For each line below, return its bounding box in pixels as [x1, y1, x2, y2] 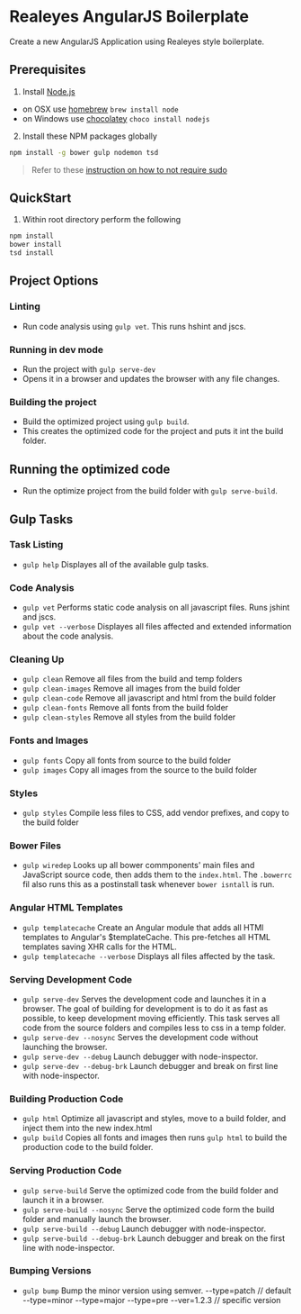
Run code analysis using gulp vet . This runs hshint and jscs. [22, 321, 247, 331]
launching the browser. [22, 1041, 108, 1052]
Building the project [9, 395, 97, 408]
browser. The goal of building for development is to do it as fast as [22, 1002, 269, 1014]
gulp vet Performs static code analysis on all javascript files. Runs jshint [22, 602, 290, 613]
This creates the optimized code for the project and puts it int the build [22, 426, 284, 437]
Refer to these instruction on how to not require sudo [31, 164, 227, 175]
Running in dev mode [9, 343, 104, 356]
